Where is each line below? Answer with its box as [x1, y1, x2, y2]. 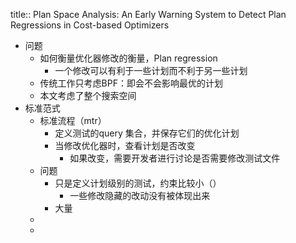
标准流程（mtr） [39, 115, 107, 126]
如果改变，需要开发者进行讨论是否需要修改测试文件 [69, 152, 281, 164]
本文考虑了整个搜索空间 [39, 90, 137, 101]
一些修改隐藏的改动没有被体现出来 [69, 190, 211, 201]
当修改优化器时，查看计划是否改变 [54, 140, 196, 151]
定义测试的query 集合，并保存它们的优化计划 [54, 127, 240, 139]
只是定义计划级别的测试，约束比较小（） [54, 177, 222, 189]
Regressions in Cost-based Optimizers [10, 19, 170, 31]
